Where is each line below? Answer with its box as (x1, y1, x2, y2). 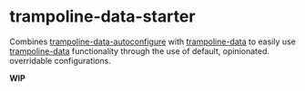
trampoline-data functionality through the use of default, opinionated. (9, 45, 270, 56)
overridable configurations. (9, 55, 111, 66)
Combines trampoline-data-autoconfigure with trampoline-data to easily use (9, 36, 296, 47)
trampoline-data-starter (9, 6, 196, 27)
